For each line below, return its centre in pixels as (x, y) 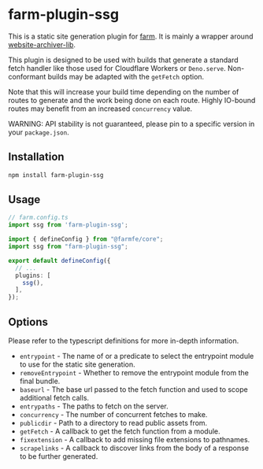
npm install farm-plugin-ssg (56, 175)
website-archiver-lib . (42, 44)
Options (28, 321)
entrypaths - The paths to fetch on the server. (94, 406)
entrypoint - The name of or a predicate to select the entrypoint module (137, 356)
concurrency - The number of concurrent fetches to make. (113, 414)
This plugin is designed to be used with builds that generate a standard (123, 60)
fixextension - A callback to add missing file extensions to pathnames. (135, 439)
